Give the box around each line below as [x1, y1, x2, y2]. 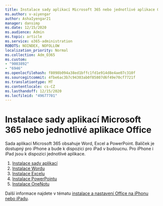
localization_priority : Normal [5, 48, 68, 53]
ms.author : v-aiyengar [5, 12, 51, 17]
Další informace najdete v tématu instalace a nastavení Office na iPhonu [5, 190, 149, 196]
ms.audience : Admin [5, 30, 45, 35]
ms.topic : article [5, 35, 42, 39]
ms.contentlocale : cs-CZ [5, 84, 55, 89]
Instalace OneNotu [12, 181, 50, 187]
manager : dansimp [5, 20, 40, 26]
